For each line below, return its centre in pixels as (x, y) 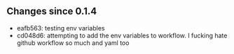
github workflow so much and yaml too (73, 43)
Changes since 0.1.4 (52, 11)
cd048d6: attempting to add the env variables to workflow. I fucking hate (122, 35)
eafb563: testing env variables (61, 28)
